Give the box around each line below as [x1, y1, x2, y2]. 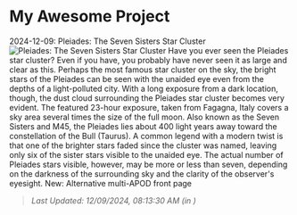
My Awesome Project [9, 6, 170, 27]
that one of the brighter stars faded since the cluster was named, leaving [9, 140, 277, 151]
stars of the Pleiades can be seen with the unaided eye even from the [9, 73, 265, 84]
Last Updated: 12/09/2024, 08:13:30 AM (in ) [30, 194, 196, 206]
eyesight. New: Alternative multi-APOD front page [9, 178, 193, 188]
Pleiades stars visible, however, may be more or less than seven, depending [9, 159, 288, 170]
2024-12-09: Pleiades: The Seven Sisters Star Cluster [9, 36, 207, 46]
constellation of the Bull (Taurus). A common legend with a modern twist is [9, 130, 284, 141]
